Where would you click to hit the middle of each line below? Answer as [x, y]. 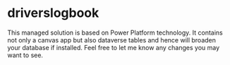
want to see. [25, 55]
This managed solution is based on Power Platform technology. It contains [115, 32]
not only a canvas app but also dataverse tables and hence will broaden [112, 40]
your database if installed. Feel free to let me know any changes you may [114, 47]
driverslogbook [53, 13]
